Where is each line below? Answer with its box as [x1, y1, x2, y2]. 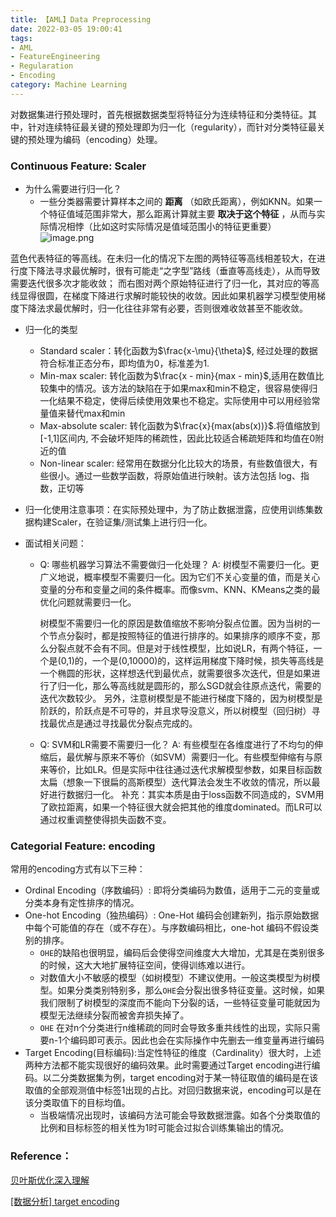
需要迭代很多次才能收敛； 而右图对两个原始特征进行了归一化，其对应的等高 [10, 277, 320, 290]
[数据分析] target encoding [10, 1195, 120, 1207]
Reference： [10, 1149, 73, 1163]
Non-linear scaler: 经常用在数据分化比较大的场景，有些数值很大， [39, 457, 310, 470]
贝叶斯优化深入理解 [10, 1174, 90, 1186]
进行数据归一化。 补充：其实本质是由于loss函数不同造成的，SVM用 [48, 789, 325, 801]
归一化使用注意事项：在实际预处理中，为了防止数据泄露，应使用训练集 [24, 504, 315, 516]
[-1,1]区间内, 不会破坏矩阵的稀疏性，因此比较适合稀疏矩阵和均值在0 [39, 432, 316, 445]
